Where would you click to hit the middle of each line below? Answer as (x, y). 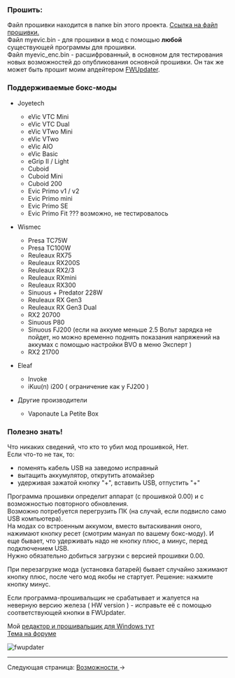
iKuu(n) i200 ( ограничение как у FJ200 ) (88, 386)
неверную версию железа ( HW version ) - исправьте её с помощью (109, 605)
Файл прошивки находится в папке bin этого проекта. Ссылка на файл (113, 25)
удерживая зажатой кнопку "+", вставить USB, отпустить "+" (109, 482)
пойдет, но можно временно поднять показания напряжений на (124, 337)
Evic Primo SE (48, 206)
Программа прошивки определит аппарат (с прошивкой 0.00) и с (106, 496)
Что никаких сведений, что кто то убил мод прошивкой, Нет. (98, 446)
